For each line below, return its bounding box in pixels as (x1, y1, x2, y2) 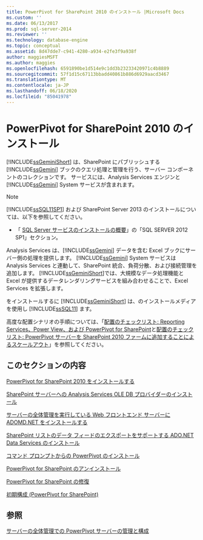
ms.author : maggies (6, 60, 56, 66)
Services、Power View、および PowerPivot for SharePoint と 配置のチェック (6, 326, 194, 333)
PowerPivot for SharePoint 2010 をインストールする (6, 377, 135, 384)
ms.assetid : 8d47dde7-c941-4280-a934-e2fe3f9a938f (6, 49, 137, 55)
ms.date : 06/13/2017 (6, 20, 59, 26)
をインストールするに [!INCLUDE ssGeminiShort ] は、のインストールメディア (6, 297, 196, 304)
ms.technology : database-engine (6, 37, 88, 43)
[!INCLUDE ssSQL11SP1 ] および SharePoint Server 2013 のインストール (6, 205, 181, 213)
